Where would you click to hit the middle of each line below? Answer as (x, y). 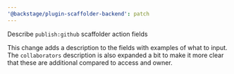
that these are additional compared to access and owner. (90, 62)
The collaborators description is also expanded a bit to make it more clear (116, 55)
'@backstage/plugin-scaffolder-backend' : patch (79, 14)
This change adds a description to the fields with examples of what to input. (117, 47)
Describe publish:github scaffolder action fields (78, 34)
